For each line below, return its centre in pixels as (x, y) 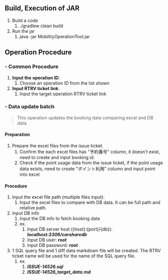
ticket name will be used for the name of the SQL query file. (74, 256)
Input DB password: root (53, 245)
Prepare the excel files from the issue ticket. (58, 146)
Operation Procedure (38, 52)
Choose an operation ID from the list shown (65, 83)
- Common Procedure (32, 66)
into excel (29, 174)
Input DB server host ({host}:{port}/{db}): (70, 229)
